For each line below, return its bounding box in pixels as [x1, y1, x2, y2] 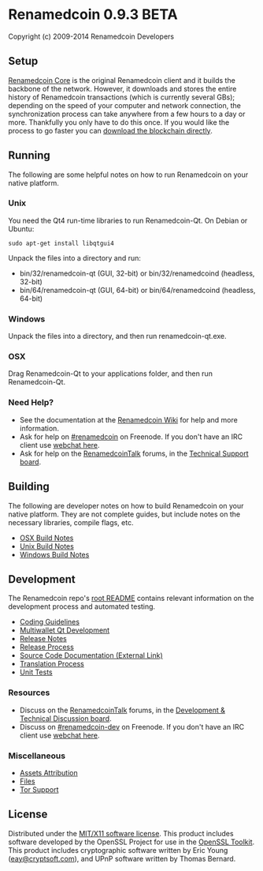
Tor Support [19, 784, 59, 794]
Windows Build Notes [19, 550, 90, 559]
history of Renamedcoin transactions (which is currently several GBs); [8, 92, 235, 102]
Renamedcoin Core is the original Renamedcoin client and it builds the [8, 75, 236, 84]
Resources [8, 687, 50, 698]
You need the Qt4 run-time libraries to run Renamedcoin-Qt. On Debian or [8, 216, 248, 225]
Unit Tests [19, 667, 53, 677]
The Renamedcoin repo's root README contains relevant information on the [8, 594, 254, 603]
